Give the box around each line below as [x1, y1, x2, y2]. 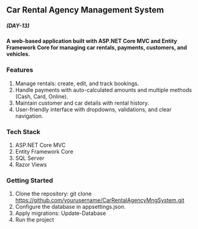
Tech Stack [6, 127, 41, 136]
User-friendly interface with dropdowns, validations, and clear [15, 105, 172, 113]
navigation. [15, 112, 44, 119]
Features [6, 66, 34, 74]
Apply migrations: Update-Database [15, 209, 106, 217]
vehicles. [6, 50, 31, 58]
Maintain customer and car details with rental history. [15, 99, 150, 107]
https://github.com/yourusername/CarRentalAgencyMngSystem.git [15, 197, 185, 204]
